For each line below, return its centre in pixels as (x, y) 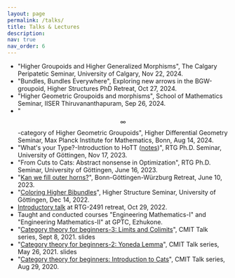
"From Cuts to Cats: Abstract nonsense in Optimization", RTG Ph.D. (114, 162)
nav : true (22, 40)
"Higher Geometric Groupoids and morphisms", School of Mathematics (120, 96)
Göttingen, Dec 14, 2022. (53, 200)
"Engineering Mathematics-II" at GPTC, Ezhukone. (90, 222)
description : (26, 33)
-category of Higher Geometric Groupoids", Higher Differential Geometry (122, 133)
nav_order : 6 (26, 46)
